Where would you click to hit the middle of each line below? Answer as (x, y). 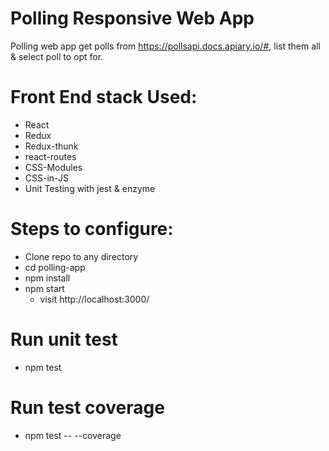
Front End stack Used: (104, 97)
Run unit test (64, 339)
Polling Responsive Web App (132, 18)
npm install (47, 278)
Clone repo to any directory (81, 256)
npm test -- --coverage (73, 435)
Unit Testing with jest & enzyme (90, 188)
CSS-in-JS (46, 178)
